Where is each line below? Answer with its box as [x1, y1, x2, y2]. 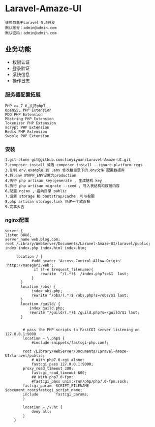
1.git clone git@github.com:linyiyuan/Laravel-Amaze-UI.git [5, 157, 131, 162]
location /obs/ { [20, 284, 56, 289]
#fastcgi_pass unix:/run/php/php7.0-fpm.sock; [31, 379, 129, 384]
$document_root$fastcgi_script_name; [5, 387, 83, 393]
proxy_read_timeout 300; [23, 366, 74, 371]
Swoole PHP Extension [5, 134, 50, 139]
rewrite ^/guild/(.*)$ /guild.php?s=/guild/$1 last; [29, 310, 140, 315]
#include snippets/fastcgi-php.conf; [31, 340, 109, 345]
